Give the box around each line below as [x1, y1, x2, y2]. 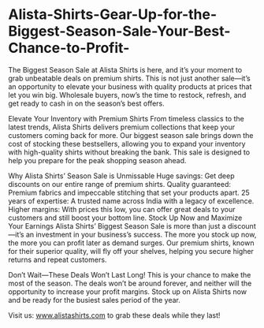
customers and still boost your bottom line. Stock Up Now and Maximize [8, 213, 243, 222]
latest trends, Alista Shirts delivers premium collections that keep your [8, 122, 235, 132]
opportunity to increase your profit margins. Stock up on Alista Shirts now [8, 286, 247, 296]
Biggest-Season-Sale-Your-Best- [8, 22, 231, 40]
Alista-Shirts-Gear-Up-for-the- [8, 6, 218, 24]
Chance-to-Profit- [8, 39, 130, 57]
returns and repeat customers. [8, 255, 107, 264]
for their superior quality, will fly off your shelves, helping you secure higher [8, 246, 255, 255]
